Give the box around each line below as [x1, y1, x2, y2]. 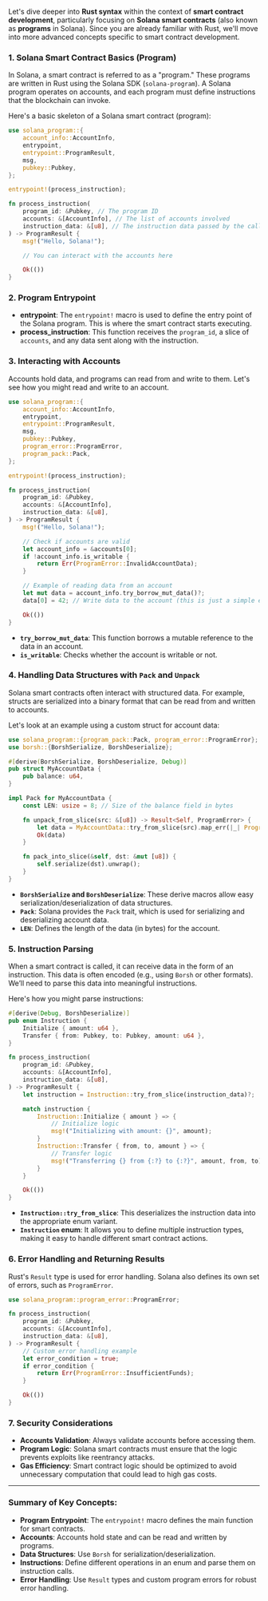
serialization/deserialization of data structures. [19, 898, 173, 907]
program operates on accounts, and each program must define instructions [8, 87, 256, 97]
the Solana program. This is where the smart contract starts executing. [19, 319, 253, 328]
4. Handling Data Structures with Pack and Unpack [8, 670, 200, 681]
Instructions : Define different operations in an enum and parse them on [19, 1557, 256, 1567]
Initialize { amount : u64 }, [22, 1024, 120, 1032]
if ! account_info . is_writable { [22, 553, 130, 561]
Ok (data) [37, 830, 66, 839]
